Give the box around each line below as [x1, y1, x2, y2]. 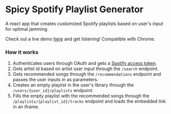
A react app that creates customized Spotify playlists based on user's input [5, 20, 163, 27]
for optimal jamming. [5, 26, 48, 32]
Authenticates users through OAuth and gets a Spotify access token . [12, 60, 157, 66]
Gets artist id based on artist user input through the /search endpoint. [12, 65, 159, 72]
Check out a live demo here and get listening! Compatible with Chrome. [5, 36, 156, 42]
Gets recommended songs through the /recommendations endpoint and [12, 71, 161, 77]
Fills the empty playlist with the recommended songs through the [12, 93, 150, 99]
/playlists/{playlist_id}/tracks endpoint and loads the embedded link [12, 98, 166, 104]
